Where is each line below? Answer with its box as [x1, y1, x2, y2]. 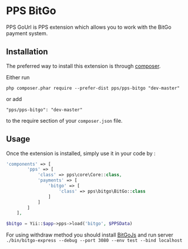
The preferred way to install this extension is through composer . [6, 62, 161, 69]
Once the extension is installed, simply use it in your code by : [6, 150, 156, 157]
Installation [6, 47, 48, 57]
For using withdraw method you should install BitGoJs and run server [6, 231, 173, 238]
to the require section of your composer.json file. [6, 117, 123, 124]
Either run [6, 73, 30, 80]
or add [6, 95, 22, 102]
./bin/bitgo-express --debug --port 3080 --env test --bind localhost [6, 238, 183, 244]
